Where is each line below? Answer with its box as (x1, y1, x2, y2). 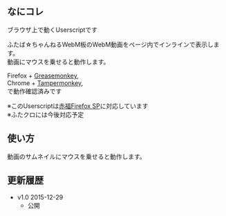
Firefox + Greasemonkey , (7, 71, 79, 80)
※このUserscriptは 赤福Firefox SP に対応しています (7, 102, 149, 110)
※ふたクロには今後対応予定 (7, 110, 84, 118)
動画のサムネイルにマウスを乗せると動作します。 (7, 152, 147, 161)
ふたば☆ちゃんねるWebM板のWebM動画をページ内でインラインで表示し (7, 40, 214, 48)
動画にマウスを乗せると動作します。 (7, 57, 110, 66)
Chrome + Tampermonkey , (7, 78, 84, 87)
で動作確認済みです (7, 87, 62, 95)
